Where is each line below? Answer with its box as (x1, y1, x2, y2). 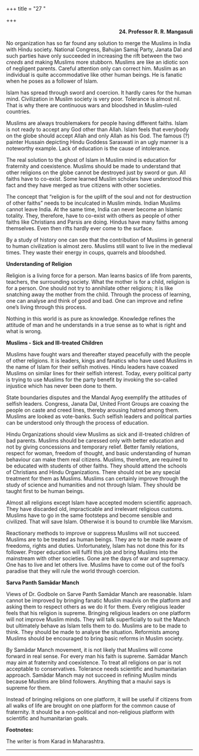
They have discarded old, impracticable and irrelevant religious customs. (6, 506, 184, 512)
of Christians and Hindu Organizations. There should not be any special (6, 469, 181, 475)
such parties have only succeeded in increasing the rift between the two (6, 52, 182, 59)
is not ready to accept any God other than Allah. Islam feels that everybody (6, 126, 189, 133)
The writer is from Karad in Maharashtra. (6, 738, 105, 745)
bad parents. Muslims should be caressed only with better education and (6, 437, 185, 444)
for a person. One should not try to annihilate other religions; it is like (6, 285, 174, 291)
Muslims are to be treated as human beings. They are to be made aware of (6, 536, 188, 543)
